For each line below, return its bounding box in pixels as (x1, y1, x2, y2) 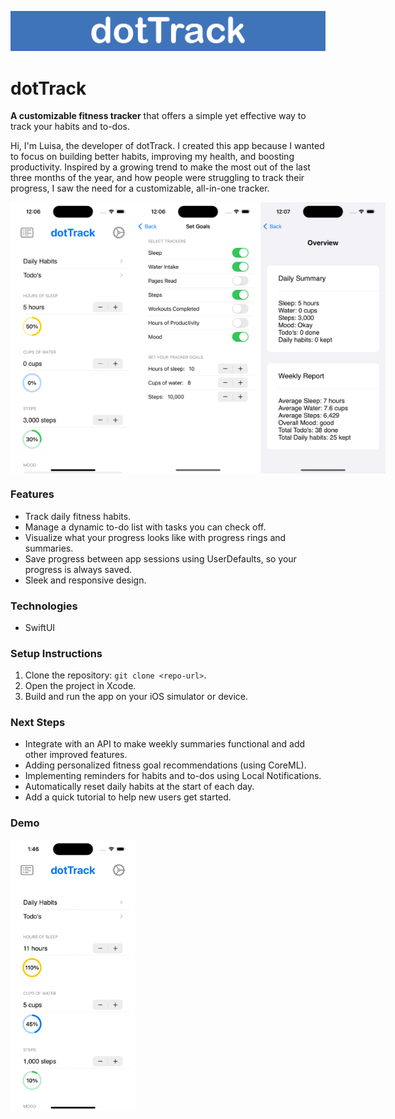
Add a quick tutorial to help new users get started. (24, 791, 232, 803)
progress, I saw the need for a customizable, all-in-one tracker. (10, 182, 270, 195)
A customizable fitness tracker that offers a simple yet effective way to (10, 110, 307, 122)
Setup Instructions (10, 646, 103, 660)
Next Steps (10, 716, 66, 730)
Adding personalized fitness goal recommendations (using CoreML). (24, 759, 307, 771)
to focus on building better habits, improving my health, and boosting (10, 151, 295, 163)
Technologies (10, 599, 78, 613)
